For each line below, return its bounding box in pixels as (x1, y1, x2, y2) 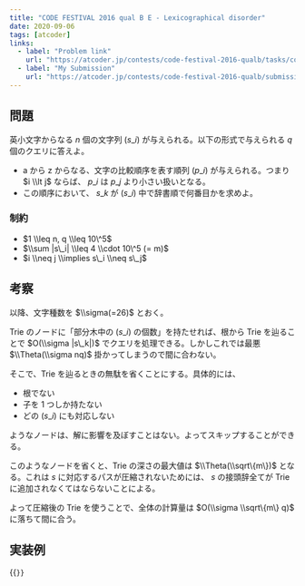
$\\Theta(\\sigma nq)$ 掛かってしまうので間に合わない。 (9, 348, 221, 359)
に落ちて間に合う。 (9, 513, 82, 524)
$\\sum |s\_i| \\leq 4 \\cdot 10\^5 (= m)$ (22, 242, 170, 254)
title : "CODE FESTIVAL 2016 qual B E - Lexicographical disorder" (9, 13, 266, 23)
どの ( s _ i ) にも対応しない (22, 410, 115, 421)
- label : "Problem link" (17, 47, 112, 56)
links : (9, 38, 34, 48)
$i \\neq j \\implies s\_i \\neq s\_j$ (22, 252, 147, 263)
